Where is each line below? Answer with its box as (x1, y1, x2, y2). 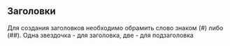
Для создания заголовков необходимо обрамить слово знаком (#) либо (7, 23, 224, 32)
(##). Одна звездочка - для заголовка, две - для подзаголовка (7, 31, 194, 39)
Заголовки (7, 5, 56, 17)
